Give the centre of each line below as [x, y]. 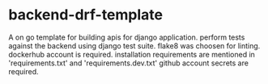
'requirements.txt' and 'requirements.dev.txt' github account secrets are [129, 63]
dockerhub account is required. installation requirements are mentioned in [132, 54]
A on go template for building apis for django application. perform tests [127, 37]
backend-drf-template [86, 15]
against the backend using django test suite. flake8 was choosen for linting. [134, 45]
